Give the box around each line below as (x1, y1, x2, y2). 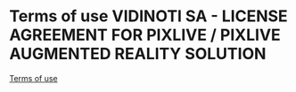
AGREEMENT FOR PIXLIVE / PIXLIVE (9, 25, 281, 45)
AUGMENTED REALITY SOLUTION (9, 44, 267, 64)
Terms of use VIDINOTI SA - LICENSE (9, 6, 288, 27)
